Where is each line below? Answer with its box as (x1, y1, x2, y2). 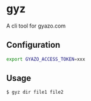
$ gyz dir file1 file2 (6, 89, 64, 95)
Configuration (6, 40, 61, 50)
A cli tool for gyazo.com (6, 22, 66, 29)
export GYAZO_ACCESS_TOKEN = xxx (6, 56, 86, 62)
